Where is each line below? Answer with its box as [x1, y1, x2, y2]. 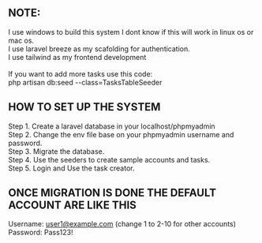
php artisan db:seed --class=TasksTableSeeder [8, 77, 163, 87]
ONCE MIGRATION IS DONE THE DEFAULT [8, 186, 217, 200]
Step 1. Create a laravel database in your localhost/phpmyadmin [8, 121, 215, 131]
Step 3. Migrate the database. [8, 146, 105, 156]
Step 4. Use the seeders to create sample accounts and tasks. [8, 155, 211, 164]
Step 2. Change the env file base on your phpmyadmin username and [8, 129, 234, 139]
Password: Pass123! [8, 228, 73, 237]
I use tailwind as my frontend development [8, 52, 147, 62]
